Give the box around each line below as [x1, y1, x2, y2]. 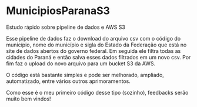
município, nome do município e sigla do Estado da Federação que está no [6, 41, 187, 48]
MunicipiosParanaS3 [6, 4, 111, 18]
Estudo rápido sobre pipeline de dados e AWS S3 [6, 24, 125, 31]
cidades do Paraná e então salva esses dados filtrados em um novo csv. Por [6, 53, 191, 61]
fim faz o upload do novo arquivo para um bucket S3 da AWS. [6, 60, 156, 67]
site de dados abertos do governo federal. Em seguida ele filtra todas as [6, 47, 181, 54]
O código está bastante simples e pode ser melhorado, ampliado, [6, 71, 165, 78]
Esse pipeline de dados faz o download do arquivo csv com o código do [6, 35, 181, 42]
